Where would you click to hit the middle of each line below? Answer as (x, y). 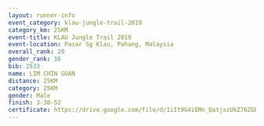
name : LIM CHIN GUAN (42, 74)
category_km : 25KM (38, 30)
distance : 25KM (33, 81)
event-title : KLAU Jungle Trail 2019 (70, 37)
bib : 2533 (24, 67)
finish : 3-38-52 (35, 103)
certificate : (29, 110)
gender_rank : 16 (35, 59)
